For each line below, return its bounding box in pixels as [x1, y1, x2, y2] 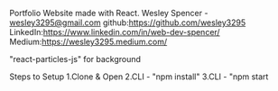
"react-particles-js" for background [9, 54, 142, 64]
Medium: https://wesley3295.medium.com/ [9, 36, 168, 47]
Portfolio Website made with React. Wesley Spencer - [9, 8, 208, 18]
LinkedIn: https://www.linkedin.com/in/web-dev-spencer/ [9, 27, 220, 37]
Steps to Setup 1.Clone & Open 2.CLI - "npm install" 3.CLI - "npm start [9, 71, 269, 82]
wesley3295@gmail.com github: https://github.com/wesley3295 [9, 17, 246, 28]
